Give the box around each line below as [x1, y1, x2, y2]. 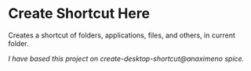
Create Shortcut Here [8, 5, 151, 23]
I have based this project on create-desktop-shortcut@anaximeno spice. [8, 54, 245, 63]
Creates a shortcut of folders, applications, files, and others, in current [8, 30, 235, 40]
